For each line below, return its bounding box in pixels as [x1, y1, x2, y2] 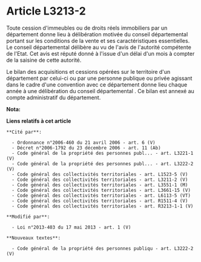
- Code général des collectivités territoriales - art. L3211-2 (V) [12, 177, 188, 183]
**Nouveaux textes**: [6, 235, 61, 241]
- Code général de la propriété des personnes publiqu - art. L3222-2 [12, 245, 194, 252]
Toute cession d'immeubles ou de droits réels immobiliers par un [6, 24, 168, 31]
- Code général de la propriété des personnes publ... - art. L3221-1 [12, 150, 194, 156]
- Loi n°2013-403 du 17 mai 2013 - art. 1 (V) [12, 224, 131, 231]
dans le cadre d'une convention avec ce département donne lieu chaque [6, 80, 188, 88]
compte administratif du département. [6, 94, 101, 101]
